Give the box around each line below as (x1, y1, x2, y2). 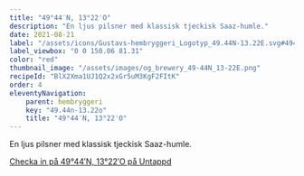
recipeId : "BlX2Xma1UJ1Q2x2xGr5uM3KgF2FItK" (9, 72, 180, 81)
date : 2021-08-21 (9, 30, 75, 39)
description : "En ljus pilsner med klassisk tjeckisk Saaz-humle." (9, 22, 270, 31)
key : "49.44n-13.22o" (25, 106, 107, 115)
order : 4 (9, 80, 43, 89)
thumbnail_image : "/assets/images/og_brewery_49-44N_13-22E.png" (9, 64, 261, 73)
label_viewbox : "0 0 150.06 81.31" (9, 47, 144, 56)
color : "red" (9, 55, 59, 64)
